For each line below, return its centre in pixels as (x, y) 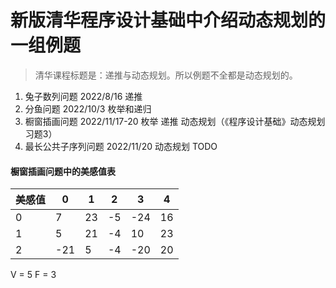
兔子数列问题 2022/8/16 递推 (83, 96)
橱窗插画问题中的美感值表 (63, 171)
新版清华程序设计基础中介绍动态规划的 (168, 20)
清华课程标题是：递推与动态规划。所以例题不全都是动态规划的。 (166, 75)
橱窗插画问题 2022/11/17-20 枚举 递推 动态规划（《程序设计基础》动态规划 (175, 121)
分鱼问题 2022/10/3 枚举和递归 (88, 108)
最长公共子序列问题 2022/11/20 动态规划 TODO (121, 146)
